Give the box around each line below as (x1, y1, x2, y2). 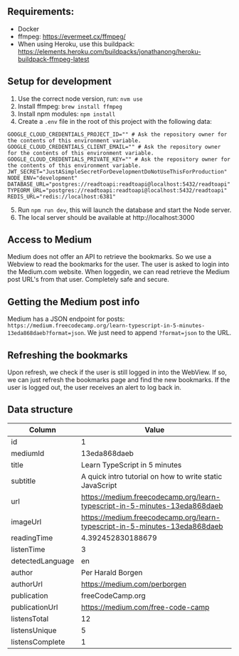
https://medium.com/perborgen (80, 579, 187, 589)
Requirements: (7, 6, 75, 18)
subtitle (11, 476, 36, 486)
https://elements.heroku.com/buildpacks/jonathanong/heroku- (17, 47, 201, 55)
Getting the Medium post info (7, 295, 140, 308)
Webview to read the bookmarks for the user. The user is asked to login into (7, 260, 230, 269)
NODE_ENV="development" (7, 174, 78, 181)
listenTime (11, 544, 46, 554)
